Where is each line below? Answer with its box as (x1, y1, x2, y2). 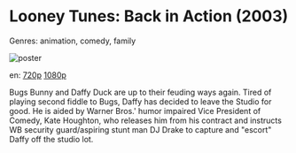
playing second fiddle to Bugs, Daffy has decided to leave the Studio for (9, 96, 272, 107)
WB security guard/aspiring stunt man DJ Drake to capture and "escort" (9, 124, 272, 134)
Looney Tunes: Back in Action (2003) (9, 6, 289, 27)
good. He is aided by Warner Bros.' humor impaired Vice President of (9, 105, 261, 116)
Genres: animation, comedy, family (9, 35, 136, 46)
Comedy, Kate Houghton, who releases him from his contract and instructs (9, 115, 282, 126)
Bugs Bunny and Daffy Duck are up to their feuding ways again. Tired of (9, 87, 272, 97)
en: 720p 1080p (9, 69, 66, 80)
